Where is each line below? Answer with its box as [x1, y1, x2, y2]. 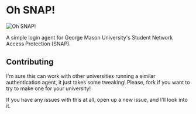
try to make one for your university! [6, 85, 91, 92]
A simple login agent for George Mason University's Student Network [6, 34, 173, 41]
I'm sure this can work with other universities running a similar [6, 72, 156, 79]
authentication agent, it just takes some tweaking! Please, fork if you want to [6, 79, 190, 85]
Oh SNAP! [6, 3, 56, 17]
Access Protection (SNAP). [6, 40, 71, 47]
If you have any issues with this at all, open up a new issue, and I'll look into [6, 96, 188, 103]
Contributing [6, 57, 54, 67]
